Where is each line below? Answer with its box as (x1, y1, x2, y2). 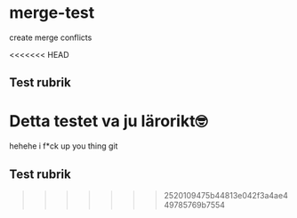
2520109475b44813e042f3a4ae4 (164, 190, 289, 201)
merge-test (9, 3, 95, 23)
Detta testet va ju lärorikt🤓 (9, 110, 208, 131)
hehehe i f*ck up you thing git (9, 141, 118, 151)
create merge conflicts (9, 32, 92, 43)
